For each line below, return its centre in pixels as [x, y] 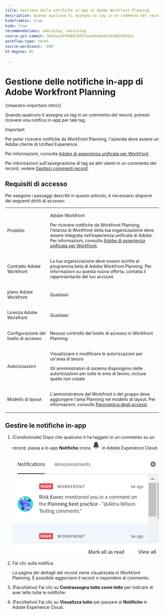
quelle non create [68, 379]
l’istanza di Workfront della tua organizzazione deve [102, 230]
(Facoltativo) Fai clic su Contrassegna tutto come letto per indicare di [83, 587]
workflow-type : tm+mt [27, 42]
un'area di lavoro [67, 359]
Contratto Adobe [24, 266]
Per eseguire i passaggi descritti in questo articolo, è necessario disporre [79, 196]
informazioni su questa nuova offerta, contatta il [98, 271]
